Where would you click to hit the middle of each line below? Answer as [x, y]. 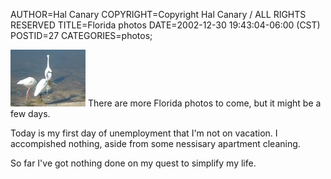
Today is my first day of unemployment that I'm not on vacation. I [144, 133]
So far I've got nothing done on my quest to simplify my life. [133, 163]
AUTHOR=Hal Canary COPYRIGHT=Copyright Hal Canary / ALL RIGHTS [158, 14]
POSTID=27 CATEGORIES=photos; [81, 35]
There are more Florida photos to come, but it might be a [204, 103]
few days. [30, 113]
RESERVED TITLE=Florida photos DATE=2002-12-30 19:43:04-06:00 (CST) [165, 25]
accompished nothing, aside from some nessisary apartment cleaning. [155, 143]
